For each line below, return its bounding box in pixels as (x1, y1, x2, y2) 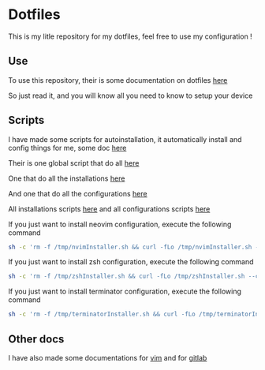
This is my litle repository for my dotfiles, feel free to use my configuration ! (8, 32, 252, 41)
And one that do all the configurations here (8, 189, 147, 198)
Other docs (8, 332, 65, 346)
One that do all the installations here (8, 174, 125, 183)
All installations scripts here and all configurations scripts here (8, 204, 211, 214)
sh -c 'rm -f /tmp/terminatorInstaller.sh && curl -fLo (8, 310, 196, 319)
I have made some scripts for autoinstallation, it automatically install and (8, 134, 242, 144)
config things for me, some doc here (8, 143, 127, 152)
